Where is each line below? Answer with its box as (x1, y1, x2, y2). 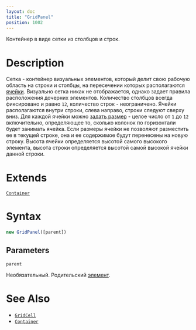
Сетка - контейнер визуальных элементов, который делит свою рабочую (6, 76, 190, 83)
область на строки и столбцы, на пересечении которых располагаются (6, 82, 185, 89)
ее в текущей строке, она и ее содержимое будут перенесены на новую (6, 132, 188, 139)
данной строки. (6, 150, 45, 157)
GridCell (14, 312, 36, 318)
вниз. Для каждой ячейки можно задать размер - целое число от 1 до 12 (6, 113, 189, 120)
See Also (6, 292, 50, 305)
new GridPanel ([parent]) (6, 230, 67, 235)
